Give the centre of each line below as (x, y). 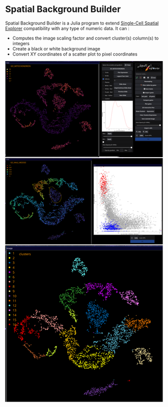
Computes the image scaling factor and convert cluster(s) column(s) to (85, 38)
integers (21, 43)
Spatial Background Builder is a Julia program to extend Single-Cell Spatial (82, 23)
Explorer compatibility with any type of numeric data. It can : (67, 28)
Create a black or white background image (56, 49)
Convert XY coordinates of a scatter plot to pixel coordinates (75, 54)
